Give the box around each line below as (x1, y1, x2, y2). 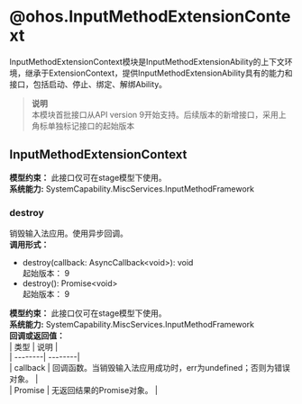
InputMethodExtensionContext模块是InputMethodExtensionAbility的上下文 (9, 56, 286, 67)
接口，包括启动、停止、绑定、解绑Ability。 (9, 78, 168, 89)
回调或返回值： (9, 330, 65, 341)
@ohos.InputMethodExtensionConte (9, 6, 291, 27)
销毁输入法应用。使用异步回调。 (9, 228, 128, 239)
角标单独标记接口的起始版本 (31, 120, 135, 131)
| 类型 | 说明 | (9, 342, 59, 353)
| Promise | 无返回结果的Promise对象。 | (9, 385, 158, 396)
